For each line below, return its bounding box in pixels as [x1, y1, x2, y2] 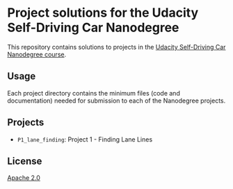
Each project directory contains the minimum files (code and [7, 89, 181, 97]
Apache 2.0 [7, 174, 40, 182]
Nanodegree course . [7, 50, 67, 59]
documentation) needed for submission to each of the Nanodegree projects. [7, 96, 226, 105]
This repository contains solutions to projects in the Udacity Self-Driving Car [7, 43, 226, 51]
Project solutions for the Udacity [7, 5, 199, 21]
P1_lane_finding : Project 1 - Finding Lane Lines [17, 135, 153, 144]
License [7, 155, 42, 167]
